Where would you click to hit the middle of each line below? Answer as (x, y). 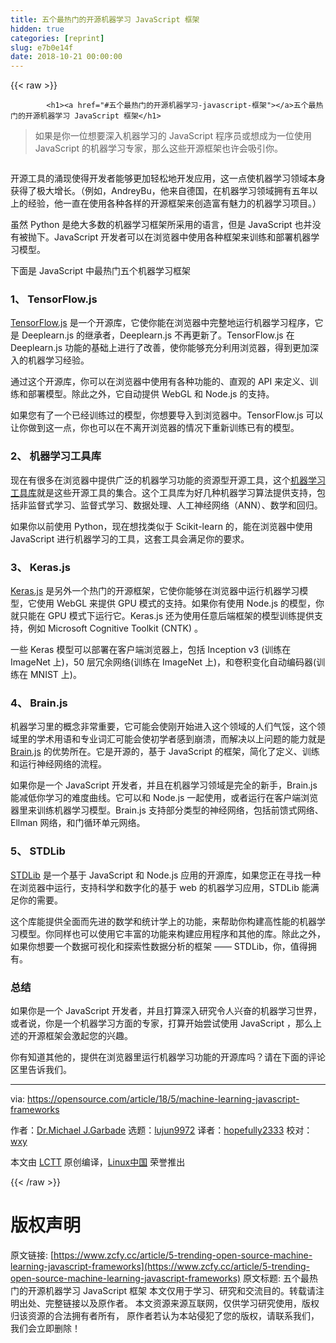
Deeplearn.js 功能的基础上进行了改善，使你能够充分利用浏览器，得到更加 (160, 348)
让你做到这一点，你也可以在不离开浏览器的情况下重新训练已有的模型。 (155, 428)
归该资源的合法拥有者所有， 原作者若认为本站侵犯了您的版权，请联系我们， (165, 1315)
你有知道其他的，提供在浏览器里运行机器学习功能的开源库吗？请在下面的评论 (168, 1057)
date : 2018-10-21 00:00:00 (66, 57)
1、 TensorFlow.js (54, 299)
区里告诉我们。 (41, 1069)
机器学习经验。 (58, 360)
